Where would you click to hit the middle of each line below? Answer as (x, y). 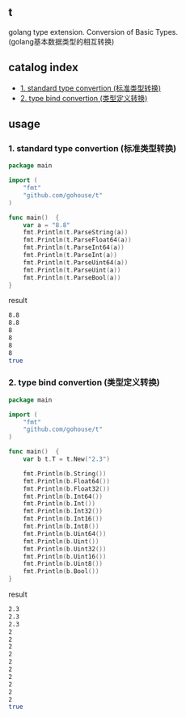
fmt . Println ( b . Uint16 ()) (65, 556)
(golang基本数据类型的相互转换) (61, 41)
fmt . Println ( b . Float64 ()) (67, 481)
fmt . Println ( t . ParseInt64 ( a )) (74, 248)
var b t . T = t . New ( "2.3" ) (67, 459)
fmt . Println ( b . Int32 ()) (63, 512)
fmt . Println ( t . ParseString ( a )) (76, 233)
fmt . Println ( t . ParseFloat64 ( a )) (77, 240)
